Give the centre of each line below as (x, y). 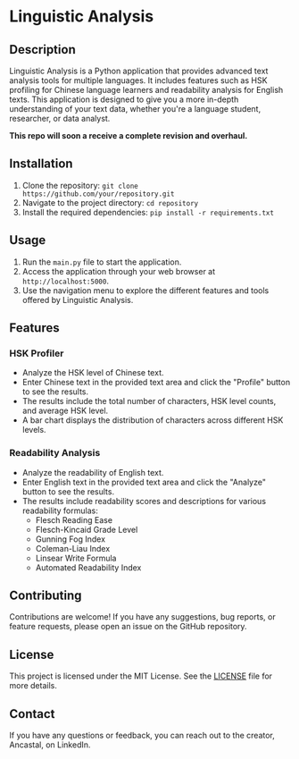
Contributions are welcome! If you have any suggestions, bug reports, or (142, 617)
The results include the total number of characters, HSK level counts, (149, 401)
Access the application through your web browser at (119, 271)
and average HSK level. (65, 411)
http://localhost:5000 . (66, 281)
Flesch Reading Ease (74, 519)
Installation (41, 164)
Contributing (46, 595)
